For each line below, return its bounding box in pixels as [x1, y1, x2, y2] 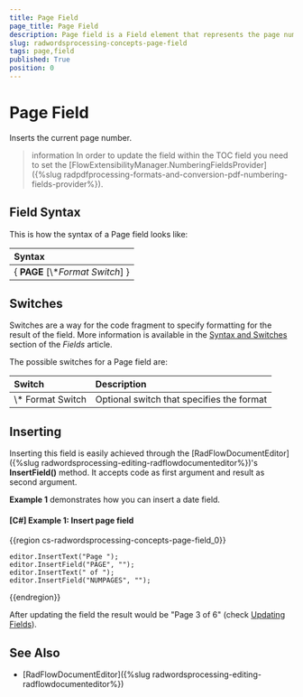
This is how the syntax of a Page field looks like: [9, 228, 188, 239]
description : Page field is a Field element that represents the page [9, 30, 280, 39]
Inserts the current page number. [9, 132, 133, 143]
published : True [9, 55, 70, 64]
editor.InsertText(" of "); [9, 568, 115, 578]
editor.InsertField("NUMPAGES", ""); [9, 576, 151, 585]
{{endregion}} [9, 592, 61, 603]
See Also [9, 645, 60, 660]
